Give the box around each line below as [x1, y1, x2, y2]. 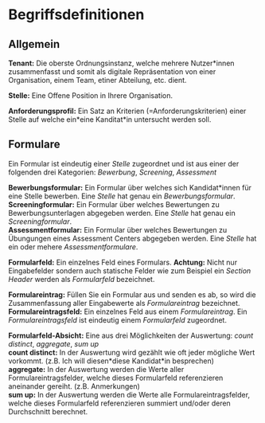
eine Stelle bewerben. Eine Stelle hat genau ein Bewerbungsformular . [8, 191, 236, 201]
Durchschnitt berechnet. [8, 406, 88, 416]
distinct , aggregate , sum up [8, 339, 99, 348]
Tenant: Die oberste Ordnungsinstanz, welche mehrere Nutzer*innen [8, 58, 235, 68]
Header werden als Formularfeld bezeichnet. [8, 274, 155, 284]
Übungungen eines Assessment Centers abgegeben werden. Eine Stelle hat [8, 233, 257, 243]
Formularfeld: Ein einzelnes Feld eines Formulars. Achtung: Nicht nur [8, 257, 237, 267]
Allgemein [8, 37, 60, 51]
